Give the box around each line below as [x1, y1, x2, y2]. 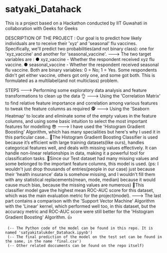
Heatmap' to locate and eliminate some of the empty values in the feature [5, 112, 156, 118]
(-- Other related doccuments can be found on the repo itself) [7, 243, 144, 248]
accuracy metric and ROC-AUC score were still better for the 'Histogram [5, 208, 154, 214]
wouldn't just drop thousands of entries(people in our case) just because [5, 166, 155, 172]
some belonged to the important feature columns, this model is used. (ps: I [5, 160, 159, 166]
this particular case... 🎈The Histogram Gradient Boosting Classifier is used [5, 134, 158, 140]
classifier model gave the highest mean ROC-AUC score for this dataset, [5, 187, 154, 193]
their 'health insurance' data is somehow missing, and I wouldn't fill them [5, 171, 155, 177]
